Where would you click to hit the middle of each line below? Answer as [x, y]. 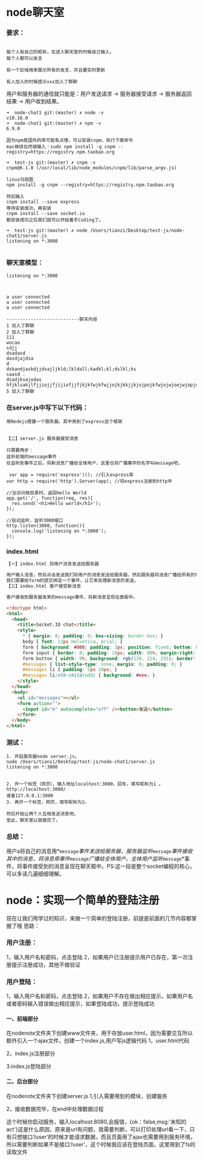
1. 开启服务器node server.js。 [43, 757]
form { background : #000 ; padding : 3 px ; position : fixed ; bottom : [108, 647]
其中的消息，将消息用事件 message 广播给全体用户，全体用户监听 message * [95, 858]
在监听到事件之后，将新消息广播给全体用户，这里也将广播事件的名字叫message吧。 [95, 463]
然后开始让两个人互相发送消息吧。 [42, 814]
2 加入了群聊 [20, 332]
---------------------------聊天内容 [52, 319]
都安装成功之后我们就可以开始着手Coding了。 [55, 220]
